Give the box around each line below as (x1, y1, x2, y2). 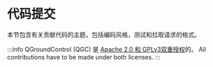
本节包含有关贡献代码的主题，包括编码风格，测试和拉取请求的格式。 (7, 30, 201, 39)
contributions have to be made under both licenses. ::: (7, 52, 161, 61)
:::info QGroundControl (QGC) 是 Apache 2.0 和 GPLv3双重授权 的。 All (7, 45, 207, 53)
